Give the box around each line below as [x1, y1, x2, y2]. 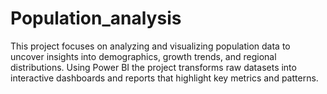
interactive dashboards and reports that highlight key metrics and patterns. [10, 72, 319, 84]
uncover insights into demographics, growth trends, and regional [10, 50, 277, 62]
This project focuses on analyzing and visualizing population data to [10, 40, 291, 52]
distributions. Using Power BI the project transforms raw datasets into [10, 61, 297, 73]
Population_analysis [10, 7, 182, 30]
